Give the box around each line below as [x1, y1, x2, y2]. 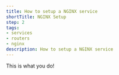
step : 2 [6, 19, 25, 25]
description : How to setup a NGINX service [6, 47, 114, 52]
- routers [6, 35, 30, 41]
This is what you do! [6, 62, 55, 69]
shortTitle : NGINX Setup [6, 14, 66, 20]
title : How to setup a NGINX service [6, 8, 98, 15]
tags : [6, 24, 19, 31]
